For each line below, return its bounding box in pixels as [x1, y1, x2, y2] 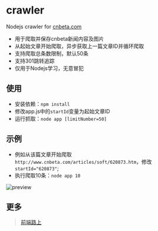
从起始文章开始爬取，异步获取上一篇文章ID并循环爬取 [14, 42, 144, 49]
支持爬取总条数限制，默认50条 [14, 49, 88, 57]
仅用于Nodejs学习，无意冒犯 [14, 64, 84, 71]
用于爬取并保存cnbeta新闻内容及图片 [14, 35, 104, 42]
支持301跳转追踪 [14, 57, 55, 64]
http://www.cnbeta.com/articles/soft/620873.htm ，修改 [14, 158, 152, 165]
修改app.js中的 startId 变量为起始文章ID [14, 107, 110, 115]
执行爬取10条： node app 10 [14, 171, 81, 179]
